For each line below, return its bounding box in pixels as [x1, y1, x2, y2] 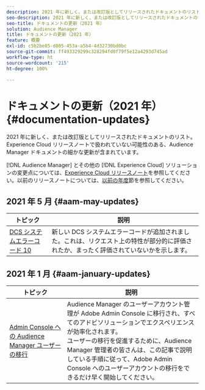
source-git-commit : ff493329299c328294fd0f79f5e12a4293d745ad [6, 49, 168, 55]
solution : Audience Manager [6, 26, 78, 32]
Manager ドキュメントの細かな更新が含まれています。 [6, 149, 142, 156]
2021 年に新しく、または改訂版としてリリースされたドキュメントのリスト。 [6, 133, 196, 141]
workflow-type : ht [6, 54, 53, 60]
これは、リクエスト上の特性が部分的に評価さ [63, 237, 192, 246]
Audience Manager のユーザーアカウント [67, 300, 184, 308]
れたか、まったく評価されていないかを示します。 [51, 246, 191, 255]
